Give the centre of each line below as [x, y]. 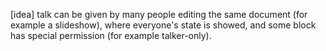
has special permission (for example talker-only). [111, 35]
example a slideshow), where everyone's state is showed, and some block [163, 25]
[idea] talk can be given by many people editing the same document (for [159, 14]
